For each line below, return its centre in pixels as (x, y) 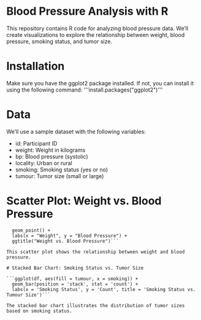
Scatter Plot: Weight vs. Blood (84, 201)
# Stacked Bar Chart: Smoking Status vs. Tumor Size (75, 268)
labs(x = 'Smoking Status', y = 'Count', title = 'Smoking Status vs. (104, 289)
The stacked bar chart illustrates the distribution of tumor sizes (96, 305)
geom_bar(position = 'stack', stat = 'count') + (75, 284)
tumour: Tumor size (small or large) (59, 176)
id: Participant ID (36, 143)
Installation (36, 66)
